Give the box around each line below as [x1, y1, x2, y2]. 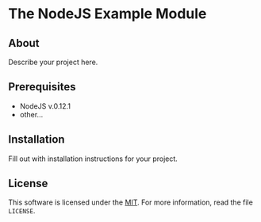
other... [19, 109, 44, 119]
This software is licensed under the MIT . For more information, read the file [8, 197, 254, 207]
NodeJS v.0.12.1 [19, 101, 71, 111]
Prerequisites [8, 80, 76, 94]
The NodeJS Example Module [8, 5, 207, 23]
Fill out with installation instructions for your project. [8, 154, 178, 163]
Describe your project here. [8, 57, 98, 67]
